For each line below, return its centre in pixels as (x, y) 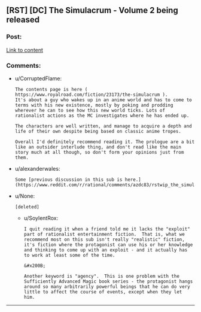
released (23, 20)
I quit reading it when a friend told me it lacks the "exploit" (107, 229)
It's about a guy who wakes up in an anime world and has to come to (103, 100)
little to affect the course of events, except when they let (103, 292)
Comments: (24, 65)
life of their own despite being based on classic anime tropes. (98, 131)
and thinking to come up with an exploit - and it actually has (106, 250)
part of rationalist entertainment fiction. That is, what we (104, 234)
